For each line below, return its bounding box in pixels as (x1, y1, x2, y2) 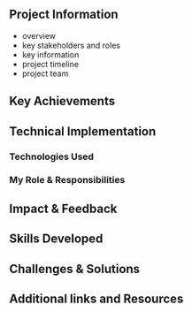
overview (21, 30, 56, 41)
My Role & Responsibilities (9, 174, 126, 186)
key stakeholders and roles (21, 40, 121, 50)
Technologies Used (9, 150, 95, 163)
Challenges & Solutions (9, 261, 140, 277)
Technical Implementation (9, 124, 157, 139)
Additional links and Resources (9, 292, 184, 306)
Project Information (9, 7, 119, 22)
